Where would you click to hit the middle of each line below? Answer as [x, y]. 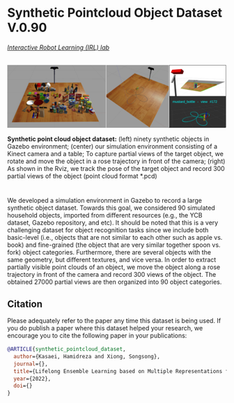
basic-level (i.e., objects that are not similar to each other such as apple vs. [115, 238]
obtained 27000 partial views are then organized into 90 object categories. [115, 282]
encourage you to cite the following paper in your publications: [97, 335]
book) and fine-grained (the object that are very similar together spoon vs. [114, 245]
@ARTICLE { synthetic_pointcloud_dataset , [67, 349]
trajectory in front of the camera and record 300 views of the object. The [112, 275]
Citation [25, 304]
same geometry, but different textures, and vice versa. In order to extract [112, 260]
